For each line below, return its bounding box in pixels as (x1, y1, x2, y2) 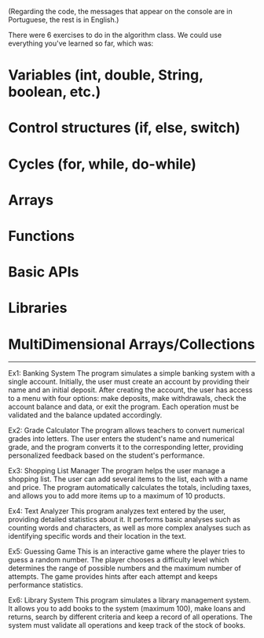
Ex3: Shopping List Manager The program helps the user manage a (8, 466, 225, 476)
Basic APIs (8, 263, 79, 281)
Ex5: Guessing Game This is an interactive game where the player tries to (8, 547, 245, 556)
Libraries (8, 299, 68, 317)
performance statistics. (8, 581, 84, 590)
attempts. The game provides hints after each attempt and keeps (8, 572, 218, 581)
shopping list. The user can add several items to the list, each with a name (8, 474, 248, 484)
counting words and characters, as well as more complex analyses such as (8, 523, 251, 532)
